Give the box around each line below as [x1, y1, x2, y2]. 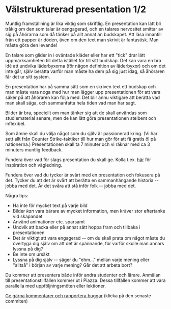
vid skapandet [12, 213, 43, 219]
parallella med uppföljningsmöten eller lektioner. [5, 282, 106, 289]
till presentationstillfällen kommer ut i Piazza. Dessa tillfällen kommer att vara [5, 277, 166, 284]
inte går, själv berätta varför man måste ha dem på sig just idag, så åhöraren [5, 68, 165, 74]
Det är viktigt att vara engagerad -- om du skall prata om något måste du [12, 235, 165, 241]
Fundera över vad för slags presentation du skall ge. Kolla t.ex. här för [5, 157, 151, 163]
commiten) [5, 298, 28, 304]
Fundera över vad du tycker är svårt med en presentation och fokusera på [5, 172, 160, 178]
